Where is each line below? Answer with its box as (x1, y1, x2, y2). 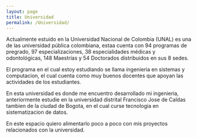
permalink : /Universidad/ (6, 19, 69, 25)
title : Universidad (6, 14, 54, 20)
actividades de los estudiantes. (6, 78, 81, 86)
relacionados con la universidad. (6, 126, 85, 133)
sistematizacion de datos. (6, 109, 68, 116)
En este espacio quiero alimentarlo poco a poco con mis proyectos (6, 120, 168, 127)
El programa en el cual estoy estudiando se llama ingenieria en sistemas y (6, 66, 185, 73)
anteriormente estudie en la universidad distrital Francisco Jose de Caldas (6, 96, 186, 103)
